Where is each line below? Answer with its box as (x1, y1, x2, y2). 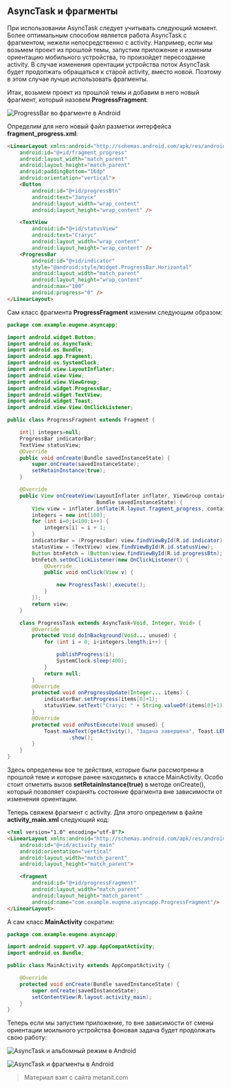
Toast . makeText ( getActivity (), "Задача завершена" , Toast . (43, 728, 217, 735)
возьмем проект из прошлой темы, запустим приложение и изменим (7, 45, 212, 54)
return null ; (43, 670, 81, 677)
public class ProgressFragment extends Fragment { (7, 417, 155, 423)
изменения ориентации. (7, 795, 78, 803)
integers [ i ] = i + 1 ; (43, 524, 107, 531)
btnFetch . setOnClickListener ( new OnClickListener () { (32, 556, 189, 563)
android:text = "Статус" (32, 232, 97, 239)
